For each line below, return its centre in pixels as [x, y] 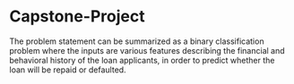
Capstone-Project [77, 17]
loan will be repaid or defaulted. [68, 70]
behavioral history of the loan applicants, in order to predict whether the [142, 60]
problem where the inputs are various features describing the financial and [147, 50]
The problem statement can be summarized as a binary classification [137, 41]
